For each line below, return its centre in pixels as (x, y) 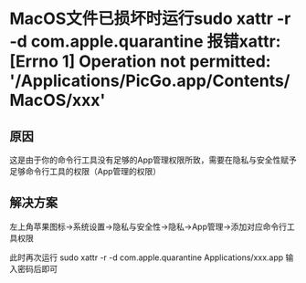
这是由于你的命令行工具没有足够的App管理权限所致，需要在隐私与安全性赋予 (153, 160)
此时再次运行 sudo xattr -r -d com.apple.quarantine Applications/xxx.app (147, 257)
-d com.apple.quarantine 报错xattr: (145, 42)
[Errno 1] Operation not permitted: (140, 62)
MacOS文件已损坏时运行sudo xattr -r (150, 19)
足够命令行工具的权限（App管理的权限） (85, 171)
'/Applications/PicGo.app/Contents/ (150, 81)
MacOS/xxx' (58, 100)
